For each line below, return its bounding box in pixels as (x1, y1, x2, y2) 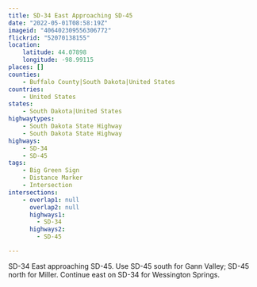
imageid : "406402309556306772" (8, 26, 112, 34)
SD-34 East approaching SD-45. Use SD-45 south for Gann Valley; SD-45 (8, 261, 250, 270)
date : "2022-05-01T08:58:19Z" (8, 19, 109, 27)
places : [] (8, 63, 44, 71)
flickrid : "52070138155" (8, 33, 90, 42)
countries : (8, 85, 44, 94)
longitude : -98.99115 (22, 56, 94, 64)
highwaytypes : (8, 115, 56, 123)
